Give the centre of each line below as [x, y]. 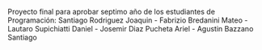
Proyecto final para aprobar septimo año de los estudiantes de [112, 12]
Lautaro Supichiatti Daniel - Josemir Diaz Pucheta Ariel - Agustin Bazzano [131, 29]
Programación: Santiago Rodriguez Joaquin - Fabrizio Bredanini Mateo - [128, 20]
